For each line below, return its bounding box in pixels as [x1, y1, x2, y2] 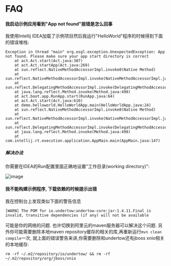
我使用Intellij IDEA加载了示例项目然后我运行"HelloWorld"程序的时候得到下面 [5, 33, 163, 39]
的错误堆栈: [5, 39, 30, 46]
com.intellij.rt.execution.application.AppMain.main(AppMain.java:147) [5, 138, 160, 144]
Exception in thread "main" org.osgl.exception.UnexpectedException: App [5, 49, 165, 55]
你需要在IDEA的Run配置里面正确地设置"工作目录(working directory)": [5, 163, 150, 170]
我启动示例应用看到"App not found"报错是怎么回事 [5, 21, 113, 27]
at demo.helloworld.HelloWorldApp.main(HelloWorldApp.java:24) [14, 103, 152, 108]
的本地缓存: [5, 241, 30, 247]
